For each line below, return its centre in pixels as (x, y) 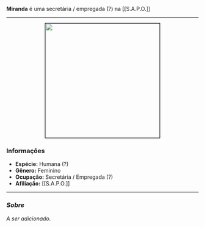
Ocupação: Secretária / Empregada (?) (64, 177)
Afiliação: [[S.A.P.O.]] (42, 184)
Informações (26, 151)
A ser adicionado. (29, 218)
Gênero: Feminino (38, 171)
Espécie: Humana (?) (42, 164)
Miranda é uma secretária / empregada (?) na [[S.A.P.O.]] (78, 9)
